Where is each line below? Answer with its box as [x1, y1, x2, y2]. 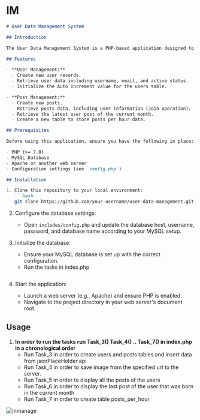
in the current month [23, 389, 75, 396]
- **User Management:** [6, 67, 66, 73]
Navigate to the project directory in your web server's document [23, 298, 183, 306]
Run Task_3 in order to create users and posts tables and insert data [23, 350, 192, 358]
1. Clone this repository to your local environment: [6, 187, 144, 194]
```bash [14, 193, 34, 199]
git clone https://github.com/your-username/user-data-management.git [14, 199, 195, 205]
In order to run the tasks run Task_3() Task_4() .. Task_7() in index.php [14, 338, 193, 345]
